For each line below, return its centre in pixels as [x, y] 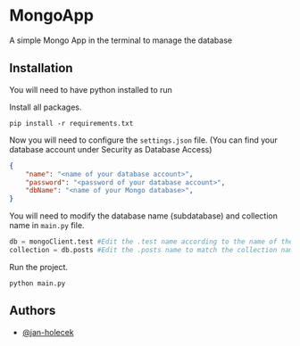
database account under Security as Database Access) [111, 149]
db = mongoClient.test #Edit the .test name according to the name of [143, 242]
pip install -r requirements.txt [71, 123]
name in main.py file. [47, 226]
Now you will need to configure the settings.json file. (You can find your [144, 140]
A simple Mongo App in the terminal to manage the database [121, 40]
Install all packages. [46, 107]
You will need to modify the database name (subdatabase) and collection [144, 216]
